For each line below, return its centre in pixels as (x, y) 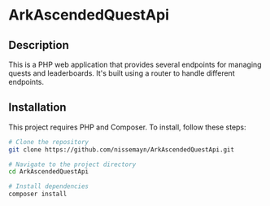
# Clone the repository (49, 142)
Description (39, 45)
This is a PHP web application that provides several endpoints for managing (135, 64)
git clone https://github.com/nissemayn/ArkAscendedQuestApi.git (121, 149)
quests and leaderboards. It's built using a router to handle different (122, 73)
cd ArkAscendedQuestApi (49, 172)
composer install (38, 194)
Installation (37, 107)
